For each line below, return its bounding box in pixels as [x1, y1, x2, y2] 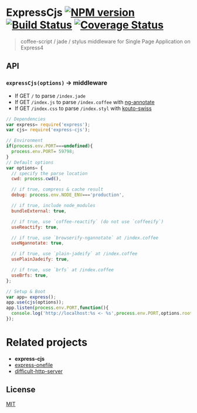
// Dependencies [6, 116, 46, 122]
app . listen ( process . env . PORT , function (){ [6, 305, 109, 311]
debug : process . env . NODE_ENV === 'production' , [11, 192, 125, 198]
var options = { [6, 165, 43, 171]
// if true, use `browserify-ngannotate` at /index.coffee [11, 235, 159, 241]
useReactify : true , [11, 224, 59, 230]
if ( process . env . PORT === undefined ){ [6, 143, 93, 149]
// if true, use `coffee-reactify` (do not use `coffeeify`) [11, 218, 164, 225]
